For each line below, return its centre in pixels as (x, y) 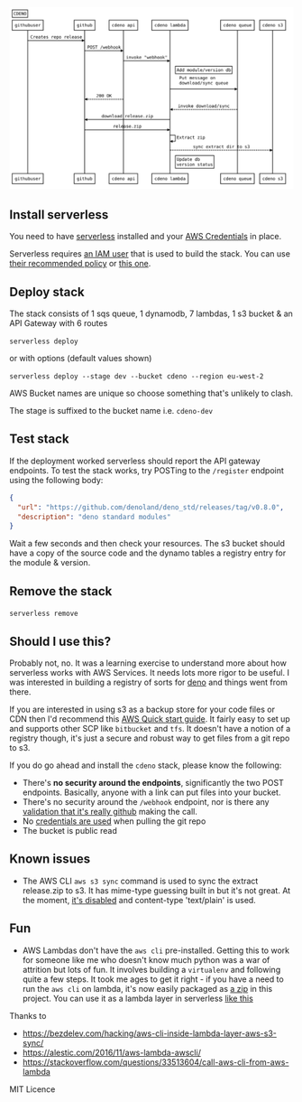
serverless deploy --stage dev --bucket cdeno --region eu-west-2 (137, 377)
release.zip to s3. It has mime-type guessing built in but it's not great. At (156, 890)
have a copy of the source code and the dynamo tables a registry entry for (148, 553)
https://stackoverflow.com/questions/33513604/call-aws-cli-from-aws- (156, 1062)
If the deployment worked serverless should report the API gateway (135, 461)
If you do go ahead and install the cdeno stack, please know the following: (146, 765)
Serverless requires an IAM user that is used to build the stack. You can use (150, 254)
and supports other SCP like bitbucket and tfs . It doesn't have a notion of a (150, 728)
